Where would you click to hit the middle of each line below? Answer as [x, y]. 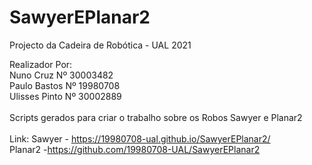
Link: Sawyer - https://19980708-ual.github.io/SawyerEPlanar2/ [140, 138]
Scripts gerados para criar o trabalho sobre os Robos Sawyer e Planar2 [156, 117]
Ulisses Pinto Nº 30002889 [65, 96]
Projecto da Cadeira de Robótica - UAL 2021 [100, 45]
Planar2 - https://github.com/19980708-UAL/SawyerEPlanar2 [135, 149]
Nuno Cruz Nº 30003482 [61, 75]
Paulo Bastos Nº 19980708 [65, 85]
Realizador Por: [41, 64]
